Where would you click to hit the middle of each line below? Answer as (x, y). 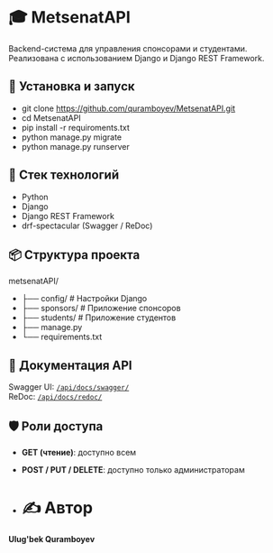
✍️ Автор (57, 508)
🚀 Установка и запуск (72, 87)
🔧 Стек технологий (64, 175)
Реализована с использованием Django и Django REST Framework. (136, 58)
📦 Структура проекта (74, 255)
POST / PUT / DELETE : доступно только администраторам (133, 470)
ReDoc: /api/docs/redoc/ (55, 397)
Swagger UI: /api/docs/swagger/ (69, 387)
